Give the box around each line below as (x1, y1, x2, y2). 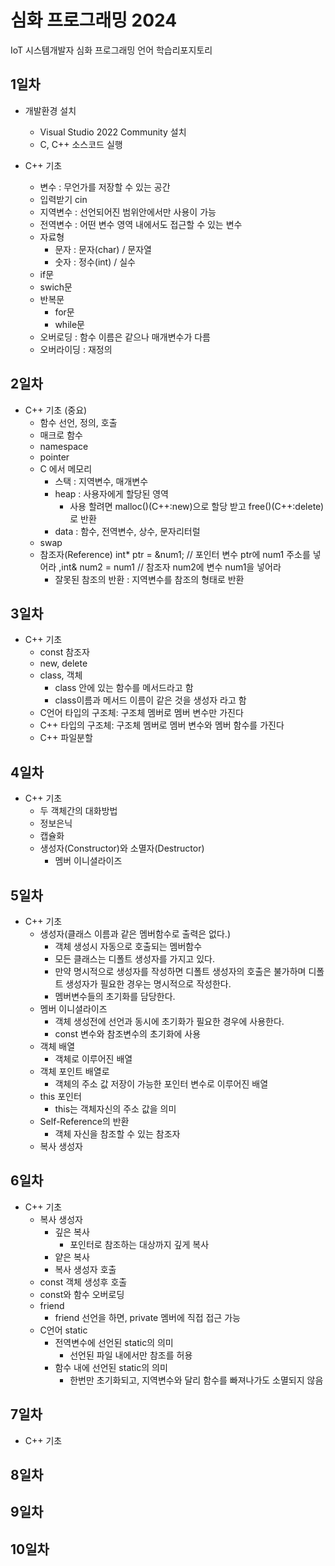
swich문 (39, 281, 73, 293)
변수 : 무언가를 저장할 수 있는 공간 (39, 181, 171, 193)
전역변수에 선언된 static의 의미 (54, 1336, 174, 1348)
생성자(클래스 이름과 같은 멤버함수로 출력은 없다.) (39, 928, 232, 940)
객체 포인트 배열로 (39, 1066, 110, 1077)
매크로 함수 (39, 429, 83, 441)
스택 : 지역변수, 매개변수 (54, 475, 149, 487)
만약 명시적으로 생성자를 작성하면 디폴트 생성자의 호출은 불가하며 (54, 966, 307, 977)
